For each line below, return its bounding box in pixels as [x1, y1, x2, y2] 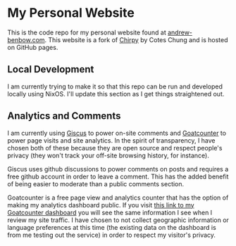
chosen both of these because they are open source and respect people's [7, 143, 223, 152]
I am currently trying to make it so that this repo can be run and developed [7, 82, 223, 91]
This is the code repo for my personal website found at [7, 28, 167, 37]
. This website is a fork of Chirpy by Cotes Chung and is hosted [44, 35, 228, 44]
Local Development [7, 63, 94, 75]
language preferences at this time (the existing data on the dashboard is [7, 223, 216, 231]
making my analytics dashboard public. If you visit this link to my [7, 200, 195, 209]
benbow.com [7, 35, 45, 44]
